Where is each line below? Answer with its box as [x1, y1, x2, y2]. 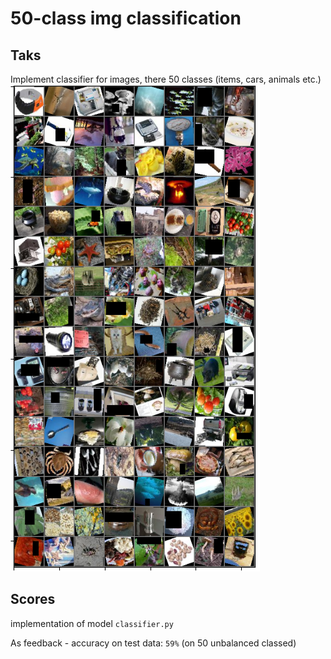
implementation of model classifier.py [10, 617, 174, 629]
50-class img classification [10, 7, 242, 30]
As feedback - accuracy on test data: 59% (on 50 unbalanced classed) [10, 637, 297, 649]
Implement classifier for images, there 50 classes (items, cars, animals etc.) [10, 73, 322, 85]
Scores [10, 591, 56, 608]
